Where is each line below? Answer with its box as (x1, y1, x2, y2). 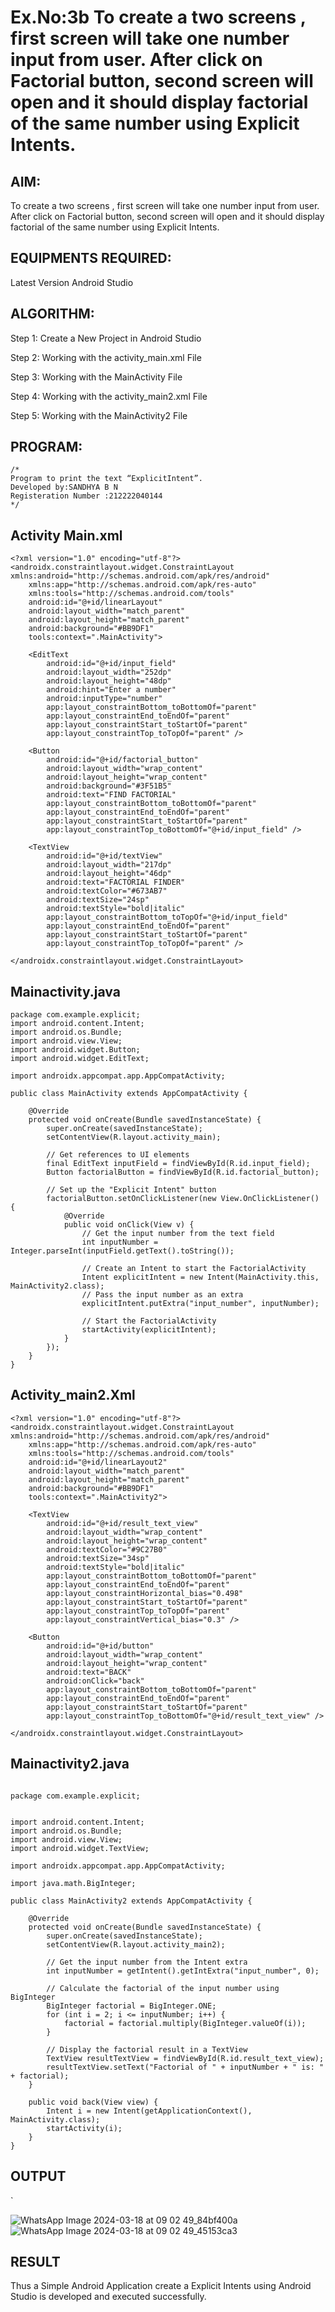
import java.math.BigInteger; (10, 1878, 137, 1888)
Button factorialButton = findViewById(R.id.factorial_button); (46, 1167, 320, 1178)
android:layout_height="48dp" (46, 676, 172, 686)
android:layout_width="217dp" (46, 860, 172, 870)
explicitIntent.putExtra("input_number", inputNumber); (81, 1299, 320, 1309)
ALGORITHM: (10, 306, 95, 323)
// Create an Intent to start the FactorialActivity (81, 1264, 307, 1274)
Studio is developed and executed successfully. (10, 2291, 207, 2303)
